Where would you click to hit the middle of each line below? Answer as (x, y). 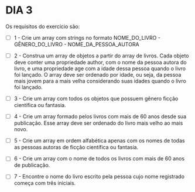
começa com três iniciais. (45, 183)
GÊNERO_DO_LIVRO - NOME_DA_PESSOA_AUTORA (76, 44)
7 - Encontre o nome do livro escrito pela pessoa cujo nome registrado (99, 177)
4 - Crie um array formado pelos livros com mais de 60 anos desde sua (100, 116)
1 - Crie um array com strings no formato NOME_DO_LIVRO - (87, 37)
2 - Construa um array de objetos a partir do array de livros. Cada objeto (101, 56)
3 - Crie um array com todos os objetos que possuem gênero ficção (96, 99)
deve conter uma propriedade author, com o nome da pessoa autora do (100, 63)
